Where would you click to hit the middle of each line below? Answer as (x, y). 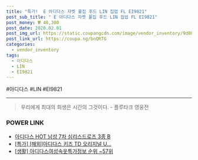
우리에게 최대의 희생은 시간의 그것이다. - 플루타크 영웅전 (85, 107)
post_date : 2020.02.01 (34, 28)
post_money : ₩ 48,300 (33, 22)
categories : (21, 45)
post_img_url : (24, 34)
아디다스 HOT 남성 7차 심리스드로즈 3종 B (62, 136)
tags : (13, 55)
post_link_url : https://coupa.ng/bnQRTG (57, 39)
